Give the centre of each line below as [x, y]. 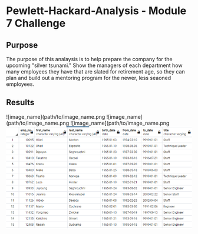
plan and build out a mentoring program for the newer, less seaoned [89, 78]
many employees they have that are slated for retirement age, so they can [96, 71]
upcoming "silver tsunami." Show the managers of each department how [94, 65]
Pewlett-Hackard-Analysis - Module [96, 11]
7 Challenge [36, 23]
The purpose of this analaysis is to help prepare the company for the [89, 59]
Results [20, 103]
